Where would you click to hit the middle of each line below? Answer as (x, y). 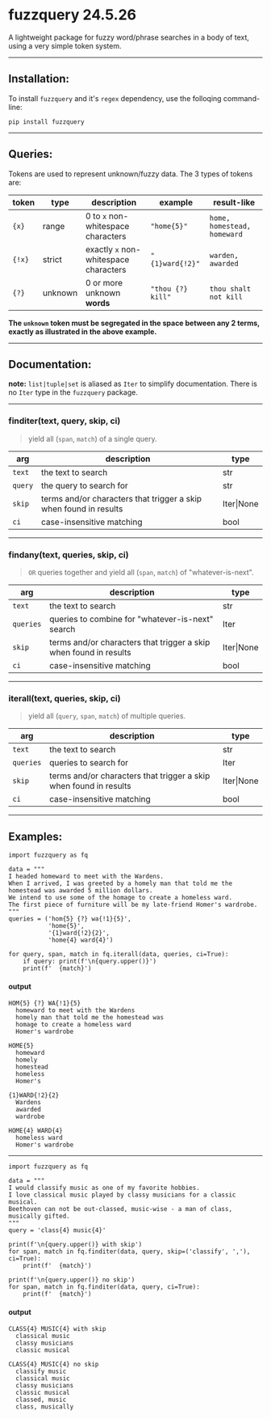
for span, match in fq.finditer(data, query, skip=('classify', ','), (129, 1252)
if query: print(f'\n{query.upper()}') (90, 962)
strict (52, 259)
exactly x (102, 249)
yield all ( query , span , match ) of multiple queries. (107, 716)
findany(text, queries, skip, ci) (69, 554)
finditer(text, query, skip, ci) (65, 421)
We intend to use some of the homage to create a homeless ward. (120, 898)
